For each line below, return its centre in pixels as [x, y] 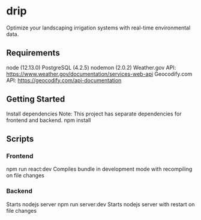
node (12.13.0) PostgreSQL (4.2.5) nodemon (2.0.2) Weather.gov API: [91, 67]
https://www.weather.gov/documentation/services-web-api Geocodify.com [99, 74]
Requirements [33, 53]
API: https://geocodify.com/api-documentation [64, 80]
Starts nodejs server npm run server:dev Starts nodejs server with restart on [100, 204]
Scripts [20, 139]
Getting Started [36, 99]
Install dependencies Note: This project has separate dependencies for [94, 114]
